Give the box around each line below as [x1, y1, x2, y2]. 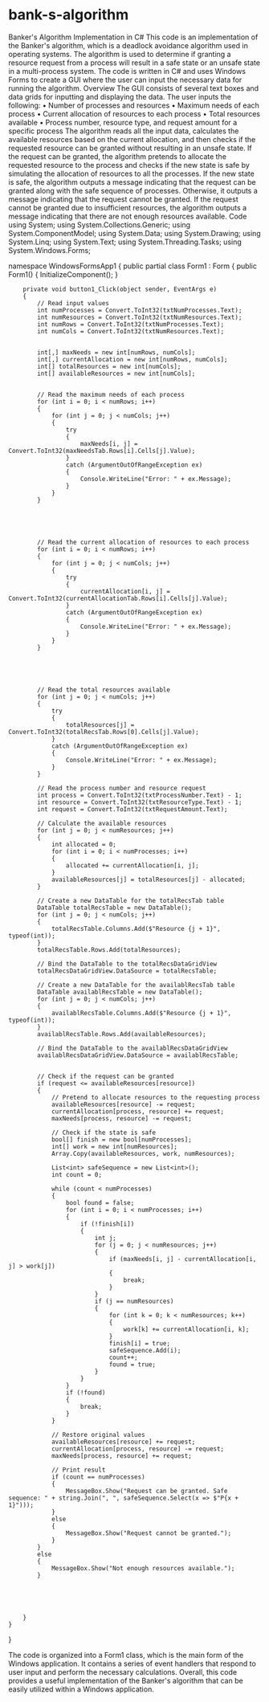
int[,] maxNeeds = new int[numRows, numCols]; [37, 348, 196, 357]
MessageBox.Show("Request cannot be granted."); [65, 1529, 231, 1537]
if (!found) [65, 1388, 106, 1397]
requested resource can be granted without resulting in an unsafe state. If [8, 143, 252, 153]
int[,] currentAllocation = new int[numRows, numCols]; [37, 355, 228, 363]
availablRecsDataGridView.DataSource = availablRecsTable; [37, 1051, 239, 1059]
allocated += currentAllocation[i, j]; [65, 861, 199, 869]
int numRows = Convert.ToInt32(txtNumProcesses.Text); [37, 320, 225, 329]
